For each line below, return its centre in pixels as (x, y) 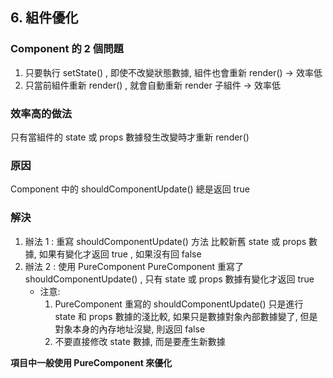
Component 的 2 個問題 (67, 49)
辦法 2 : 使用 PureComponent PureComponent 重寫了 (134, 266)
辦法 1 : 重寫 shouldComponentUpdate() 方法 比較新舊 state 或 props (165, 241)
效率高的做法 (41, 113)
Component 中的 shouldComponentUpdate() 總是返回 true (130, 189)
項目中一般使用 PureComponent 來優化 (91, 362)
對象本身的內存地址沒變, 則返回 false (130, 329)
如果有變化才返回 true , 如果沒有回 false (120, 254)
